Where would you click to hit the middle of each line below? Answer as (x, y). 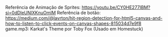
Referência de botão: (79, 13)
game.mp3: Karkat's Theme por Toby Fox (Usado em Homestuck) (74, 29)
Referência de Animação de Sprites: (43, 7)
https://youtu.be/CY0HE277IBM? (116, 7)
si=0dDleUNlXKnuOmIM (31, 13)
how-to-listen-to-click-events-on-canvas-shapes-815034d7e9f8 (73, 23)
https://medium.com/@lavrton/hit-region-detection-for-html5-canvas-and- (84, 18)
